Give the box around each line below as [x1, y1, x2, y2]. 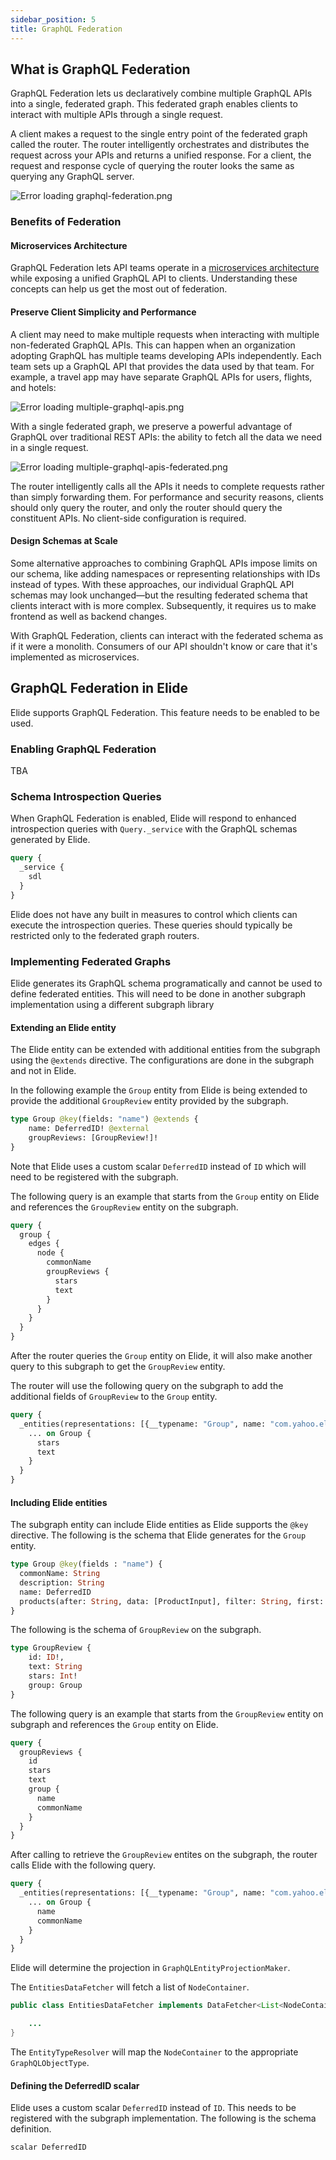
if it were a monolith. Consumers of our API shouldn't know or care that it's [10, 640, 318, 652]
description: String [19, 1577, 105, 1588]
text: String [28, 1662, 83, 1672]
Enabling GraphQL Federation [10, 742, 157, 756]
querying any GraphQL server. [10, 171, 135, 183]
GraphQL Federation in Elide [10, 680, 189, 697]
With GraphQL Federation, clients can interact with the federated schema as [10, 629, 324, 641]
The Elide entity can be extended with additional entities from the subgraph [10, 1044, 321, 1056]
